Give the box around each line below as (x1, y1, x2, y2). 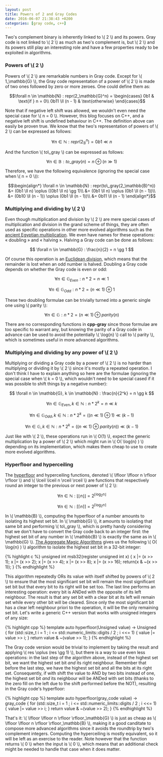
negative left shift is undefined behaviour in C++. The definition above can (5, 118, 154, 124)
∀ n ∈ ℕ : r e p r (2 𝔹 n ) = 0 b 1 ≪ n (51, 138, 112, 146)
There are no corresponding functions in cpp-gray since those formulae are (5, 321, 158, 327)
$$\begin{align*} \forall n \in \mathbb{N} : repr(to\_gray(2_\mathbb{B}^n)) (8, 183, 156, 189)
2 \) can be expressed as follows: (5, 128, 72, 134)
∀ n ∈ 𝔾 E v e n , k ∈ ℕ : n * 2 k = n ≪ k (46, 400, 118, 408)
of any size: (5, 615, 28, 621)
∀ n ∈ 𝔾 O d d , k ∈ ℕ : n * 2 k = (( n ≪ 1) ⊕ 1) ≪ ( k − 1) (29, 411, 134, 419)
